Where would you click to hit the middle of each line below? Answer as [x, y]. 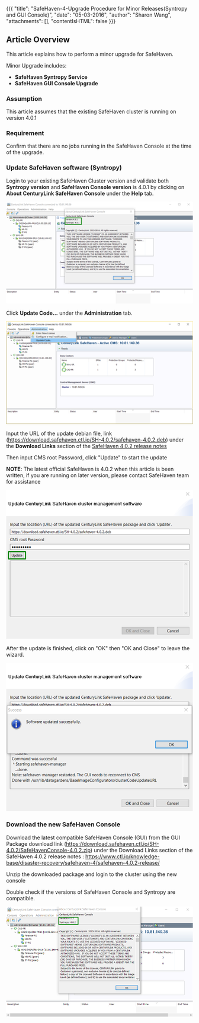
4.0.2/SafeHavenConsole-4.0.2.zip [48, 850]
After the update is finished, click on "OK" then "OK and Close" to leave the [98, 648]
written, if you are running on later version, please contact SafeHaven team [98, 475]
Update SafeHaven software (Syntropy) [64, 168]
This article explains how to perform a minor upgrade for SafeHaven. [90, 54]
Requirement [25, 133]
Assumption [24, 98]
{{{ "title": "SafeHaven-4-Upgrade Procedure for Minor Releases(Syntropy [97, 9]
